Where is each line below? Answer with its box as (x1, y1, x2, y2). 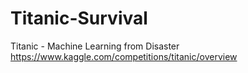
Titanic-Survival (10, 7, 148, 30)
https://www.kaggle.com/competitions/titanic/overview (10, 50, 238, 62)
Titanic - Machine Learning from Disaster (10, 40, 180, 52)
